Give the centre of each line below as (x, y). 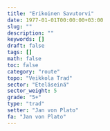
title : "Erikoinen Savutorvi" (51, 14)
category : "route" (34, 71)
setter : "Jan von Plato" (43, 110)
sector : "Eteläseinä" (38, 85)
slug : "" (20, 26)
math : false (24, 59)
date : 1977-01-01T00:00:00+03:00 (55, 20)
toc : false (23, 65)
